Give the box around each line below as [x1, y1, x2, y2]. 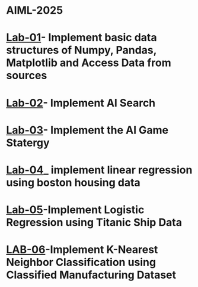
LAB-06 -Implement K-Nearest [6, 243, 158, 257]
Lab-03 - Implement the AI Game [6, 123, 169, 137]
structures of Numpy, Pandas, [6, 43, 157, 57]
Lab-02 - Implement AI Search [6, 96, 156, 110]
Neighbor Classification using [6, 255, 156, 269]
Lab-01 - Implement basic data [6, 31, 157, 45]
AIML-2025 [6, 4, 63, 17]
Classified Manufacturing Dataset [6, 269, 177, 282]
